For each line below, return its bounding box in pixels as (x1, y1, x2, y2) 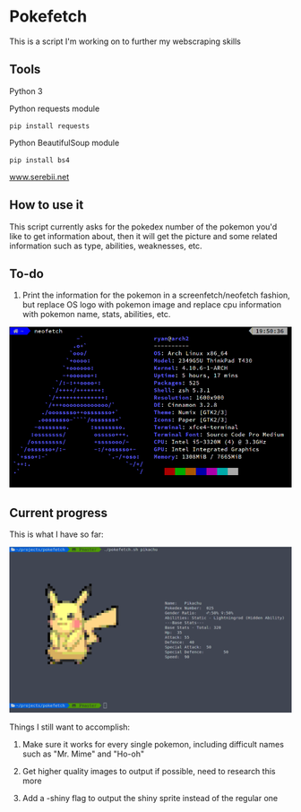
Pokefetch (9, 6, 88, 27)
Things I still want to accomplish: (9, 721, 131, 732)
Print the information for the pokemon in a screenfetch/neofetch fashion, (21, 289, 291, 301)
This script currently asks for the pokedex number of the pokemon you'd (9, 221, 278, 232)
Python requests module (9, 103, 100, 114)
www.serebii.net (9, 171, 70, 182)
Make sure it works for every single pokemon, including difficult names (21, 739, 285, 750)
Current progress (9, 505, 108, 521)
